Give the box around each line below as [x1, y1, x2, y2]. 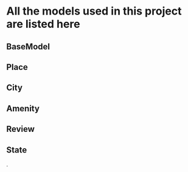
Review [6, 124, 35, 134]
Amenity [6, 103, 40, 114]
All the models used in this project [6, 4, 182, 18]
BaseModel [6, 41, 50, 52]
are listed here [6, 17, 80, 31]
